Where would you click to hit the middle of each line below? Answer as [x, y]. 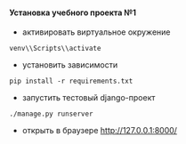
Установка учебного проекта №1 [73, 12]
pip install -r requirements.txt [71, 81]
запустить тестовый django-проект [89, 98]
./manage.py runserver [51, 114]
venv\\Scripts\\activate [55, 49]
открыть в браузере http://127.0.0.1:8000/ [100, 131]
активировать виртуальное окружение [96, 32]
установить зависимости [70, 65]
